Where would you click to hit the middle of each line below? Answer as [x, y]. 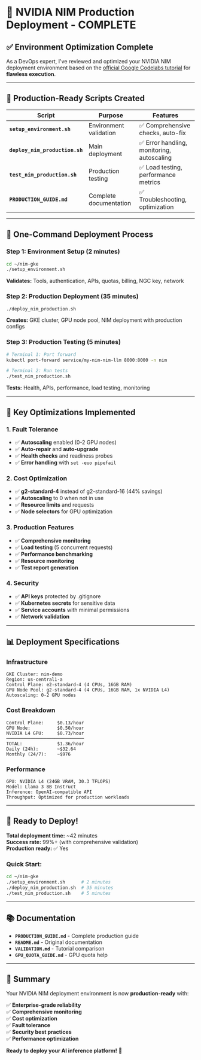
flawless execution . [31, 74]
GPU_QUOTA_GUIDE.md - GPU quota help [61, 955]
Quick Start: [24, 864]
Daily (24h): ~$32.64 [41, 749]
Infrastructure [27, 662]
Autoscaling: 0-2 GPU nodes [41, 695]
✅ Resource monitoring [45, 561]
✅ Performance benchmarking [54, 554]
